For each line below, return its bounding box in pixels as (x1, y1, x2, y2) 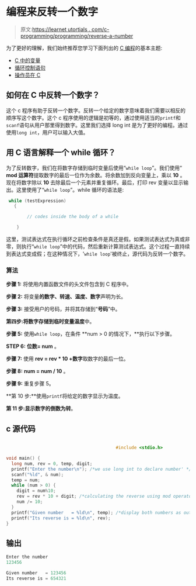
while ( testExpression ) (8, 198, 66, 204)
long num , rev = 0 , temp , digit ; (11, 460, 93, 467)
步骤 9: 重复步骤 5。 (6, 380, 54, 387)
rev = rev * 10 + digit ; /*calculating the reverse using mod (16, 494, 171, 499)
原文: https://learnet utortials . (20, 26, 90, 33)
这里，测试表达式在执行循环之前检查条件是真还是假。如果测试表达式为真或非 (6, 236, 190, 243)
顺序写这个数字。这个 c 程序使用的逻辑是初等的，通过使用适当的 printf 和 (6, 114, 181, 121)
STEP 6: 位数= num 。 (6, 343, 60, 350)
